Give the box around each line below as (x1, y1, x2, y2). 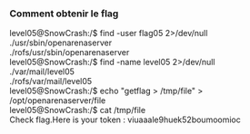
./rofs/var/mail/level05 (9, 76, 93, 87)
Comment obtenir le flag (9, 7, 119, 20)
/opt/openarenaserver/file (9, 95, 106, 106)
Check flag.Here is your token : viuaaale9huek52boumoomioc (9, 114, 241, 125)
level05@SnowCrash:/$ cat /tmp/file (9, 105, 146, 116)
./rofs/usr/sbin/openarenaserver (9, 47, 130, 58)
